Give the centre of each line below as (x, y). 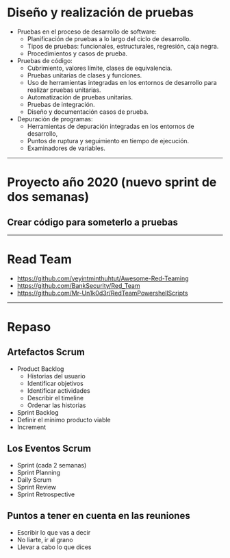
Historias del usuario (56, 376)
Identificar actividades (59, 390)
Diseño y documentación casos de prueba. (88, 112)
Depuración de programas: (55, 119)
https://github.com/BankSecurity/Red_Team (78, 285)
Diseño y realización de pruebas (100, 13)
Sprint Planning (38, 472)
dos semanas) (48, 197)
